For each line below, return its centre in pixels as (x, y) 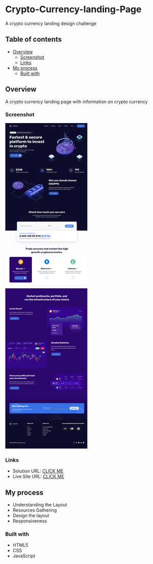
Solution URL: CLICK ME (38, 471)
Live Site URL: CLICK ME (38, 477)
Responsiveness (30, 521)
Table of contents (33, 39)
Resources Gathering (35, 510)
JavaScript (24, 556)
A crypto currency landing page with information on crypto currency (76, 101)
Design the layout (31, 515)
